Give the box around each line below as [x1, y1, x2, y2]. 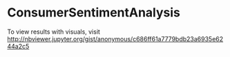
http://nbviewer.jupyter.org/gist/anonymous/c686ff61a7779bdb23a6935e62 [7, 34, 224, 43]
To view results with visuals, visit [7, 27, 100, 36]
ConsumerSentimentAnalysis [7, 5, 181, 21]
